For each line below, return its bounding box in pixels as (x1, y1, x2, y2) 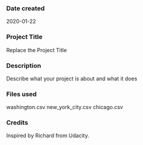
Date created (6, 4, 45, 13)
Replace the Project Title (6, 46, 67, 53)
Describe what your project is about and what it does (6, 75, 138, 82)
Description (6, 61, 41, 70)
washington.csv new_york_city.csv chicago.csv (6, 104, 123, 111)
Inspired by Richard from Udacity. (6, 132, 90, 139)
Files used (6, 90, 37, 98)
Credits (6, 119, 28, 127)
